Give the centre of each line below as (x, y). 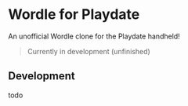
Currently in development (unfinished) (89, 51)
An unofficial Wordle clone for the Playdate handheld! (94, 36)
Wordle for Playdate (74, 15)
